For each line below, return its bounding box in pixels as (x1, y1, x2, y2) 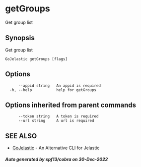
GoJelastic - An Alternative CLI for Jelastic (12, 145, 100, 151)
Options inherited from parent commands (5, 101, 137, 109)
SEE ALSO (5, 132, 37, 140)
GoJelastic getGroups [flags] (5, 56, 68, 61)
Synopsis (5, 34, 35, 42)
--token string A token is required (18, 114, 99, 119)
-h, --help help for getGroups (9, 87, 97, 92)
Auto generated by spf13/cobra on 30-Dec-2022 (5, 156, 108, 162)
